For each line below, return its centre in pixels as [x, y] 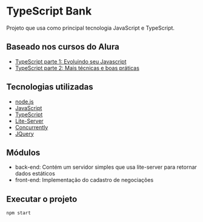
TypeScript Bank [49, 11]
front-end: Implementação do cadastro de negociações [84, 180]
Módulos [23, 152]
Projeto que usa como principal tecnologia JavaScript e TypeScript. [90, 28]
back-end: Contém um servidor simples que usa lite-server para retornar [106, 167]
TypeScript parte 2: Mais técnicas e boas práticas [77, 68]
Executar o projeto [42, 199]
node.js [25, 102]
